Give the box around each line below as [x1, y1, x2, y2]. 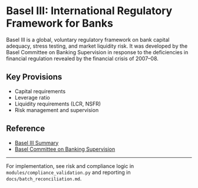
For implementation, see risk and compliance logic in [6, 162, 134, 169]
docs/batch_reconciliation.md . [6, 175, 82, 182]
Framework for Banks [6, 17, 114, 30]
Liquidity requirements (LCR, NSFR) [14, 100, 101, 107]
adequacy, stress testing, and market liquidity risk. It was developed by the [6, 42, 188, 50]
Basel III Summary [14, 139, 59, 146]
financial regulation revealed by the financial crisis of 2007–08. [6, 55, 159, 62]
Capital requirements [14, 87, 66, 95]
